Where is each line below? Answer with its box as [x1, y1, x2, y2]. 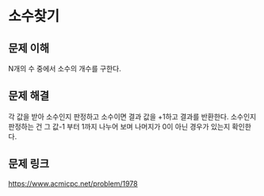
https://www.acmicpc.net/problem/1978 [8, 179, 138, 188]
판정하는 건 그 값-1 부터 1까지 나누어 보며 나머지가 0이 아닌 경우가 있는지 [8, 121, 231, 131]
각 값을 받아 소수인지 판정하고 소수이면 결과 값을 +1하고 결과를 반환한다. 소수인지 [8, 112, 257, 121]
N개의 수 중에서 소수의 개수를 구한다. [8, 64, 121, 73]
